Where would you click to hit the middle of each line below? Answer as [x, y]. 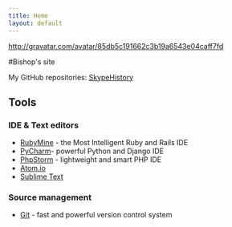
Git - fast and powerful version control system [96, 215]
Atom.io [33, 168]
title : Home [28, 16]
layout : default [35, 23]
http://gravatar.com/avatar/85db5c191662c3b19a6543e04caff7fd [116, 46]
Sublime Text [42, 176]
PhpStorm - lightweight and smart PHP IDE [91, 160]
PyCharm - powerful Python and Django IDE [92, 151]
